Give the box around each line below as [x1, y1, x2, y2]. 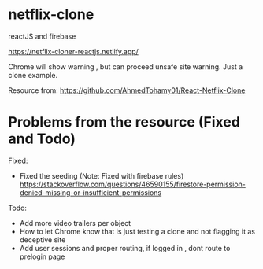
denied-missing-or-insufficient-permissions [19, 187, 162, 197]
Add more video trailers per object [19, 218, 131, 227]
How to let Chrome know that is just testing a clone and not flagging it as [19, 227, 256, 236]
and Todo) [8, 130, 76, 148]
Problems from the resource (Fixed [8, 113, 240, 131]
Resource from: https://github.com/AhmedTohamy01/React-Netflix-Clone [8, 85, 246, 95]
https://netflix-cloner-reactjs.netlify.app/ [8, 46, 139, 56]
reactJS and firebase [8, 31, 76, 41]
